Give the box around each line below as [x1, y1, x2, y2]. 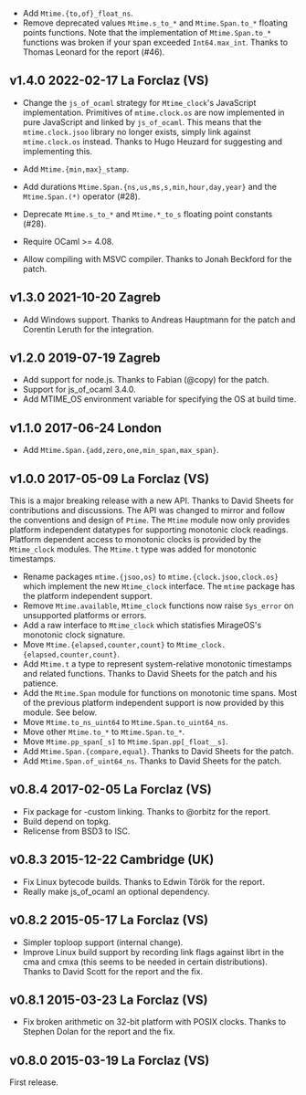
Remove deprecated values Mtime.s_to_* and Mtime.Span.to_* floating [22, 17, 288, 28]
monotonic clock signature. [22, 629, 126, 640]
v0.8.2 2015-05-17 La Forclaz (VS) [9, 912, 208, 928]
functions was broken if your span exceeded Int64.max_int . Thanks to [22, 37, 289, 47]
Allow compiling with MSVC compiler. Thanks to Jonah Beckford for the [22, 253, 292, 264]
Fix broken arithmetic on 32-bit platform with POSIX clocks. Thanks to [22, 1016, 286, 1027]
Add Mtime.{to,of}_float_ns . [22, 8, 134, 18]
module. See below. [22, 707, 98, 718]
